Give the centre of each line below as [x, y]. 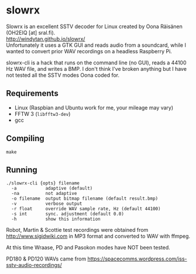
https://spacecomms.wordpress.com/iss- [137, 259]
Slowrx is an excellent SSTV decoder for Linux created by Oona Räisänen [94, 26]
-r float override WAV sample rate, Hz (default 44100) [86, 209]
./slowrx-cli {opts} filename [43, 183]
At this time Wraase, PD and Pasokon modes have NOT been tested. [88, 248]
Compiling [25, 138]
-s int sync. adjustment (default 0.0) [68, 214]
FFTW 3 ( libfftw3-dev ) [42, 114]
